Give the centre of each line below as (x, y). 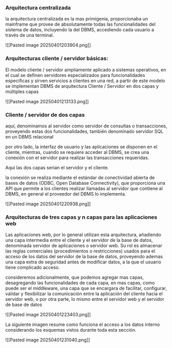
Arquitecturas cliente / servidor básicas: (57, 59)
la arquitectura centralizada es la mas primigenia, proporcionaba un (77, 19)
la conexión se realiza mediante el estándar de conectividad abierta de (80, 177)
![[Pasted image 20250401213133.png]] (47, 101)
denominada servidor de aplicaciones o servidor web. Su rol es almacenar (84, 246)
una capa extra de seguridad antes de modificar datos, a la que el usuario (83, 262)
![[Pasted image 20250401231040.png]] (48, 340)
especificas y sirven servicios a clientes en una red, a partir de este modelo (85, 81)
